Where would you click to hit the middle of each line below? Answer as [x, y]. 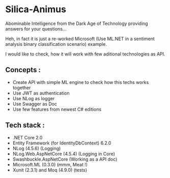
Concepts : [23, 70]
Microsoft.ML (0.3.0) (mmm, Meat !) [50, 164]
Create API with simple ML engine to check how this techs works [81, 82]
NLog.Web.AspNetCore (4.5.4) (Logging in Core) [64, 154]
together [22, 87]
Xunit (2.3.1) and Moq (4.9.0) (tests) [50, 170]
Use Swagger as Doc [35, 104]
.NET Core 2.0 [27, 137]
